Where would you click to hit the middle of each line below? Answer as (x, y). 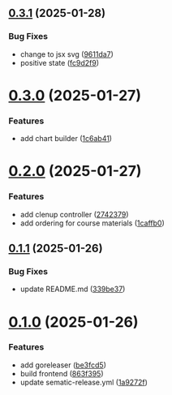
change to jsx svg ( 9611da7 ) (67, 54)
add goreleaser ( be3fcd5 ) (63, 365)
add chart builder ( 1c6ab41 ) (66, 139)
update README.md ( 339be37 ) (73, 289)
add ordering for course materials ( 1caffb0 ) (92, 223)
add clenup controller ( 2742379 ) (74, 214)
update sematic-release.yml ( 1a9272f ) (84, 382)
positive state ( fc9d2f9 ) (60, 62)
